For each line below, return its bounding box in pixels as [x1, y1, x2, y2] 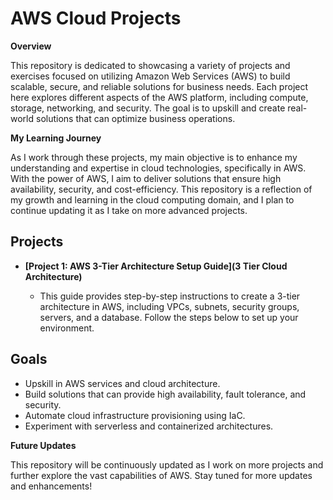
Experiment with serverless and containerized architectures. [24, 420, 274, 432]
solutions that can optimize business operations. [35, 112, 236, 124]
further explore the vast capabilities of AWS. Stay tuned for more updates [10, 469, 313, 481]
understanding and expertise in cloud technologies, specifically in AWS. [10, 162, 307, 174]
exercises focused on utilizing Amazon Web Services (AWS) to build [10, 70, 291, 82]
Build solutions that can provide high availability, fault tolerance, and [24, 388, 307, 400]
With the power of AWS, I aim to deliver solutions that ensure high [10, 172, 282, 184]
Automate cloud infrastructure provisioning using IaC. [24, 409, 246, 421]
